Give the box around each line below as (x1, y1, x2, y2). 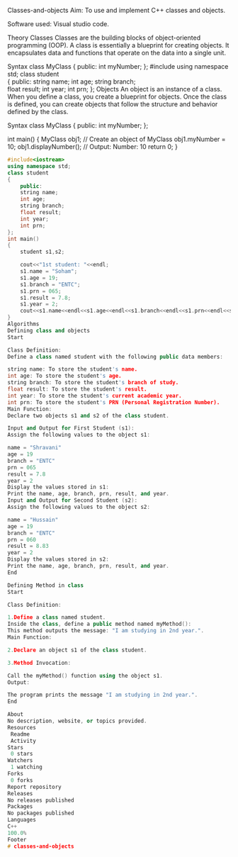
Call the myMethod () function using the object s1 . (7, 672, 163, 679)
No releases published (7, 797, 74, 804)
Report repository (7, 783, 62, 790)
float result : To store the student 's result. (7, 386, 147, 393)
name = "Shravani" (7, 444, 62, 452)
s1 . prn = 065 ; (20, 287, 62, 295)
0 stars (10, 751, 33, 758)
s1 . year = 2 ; (20, 301, 59, 308)
